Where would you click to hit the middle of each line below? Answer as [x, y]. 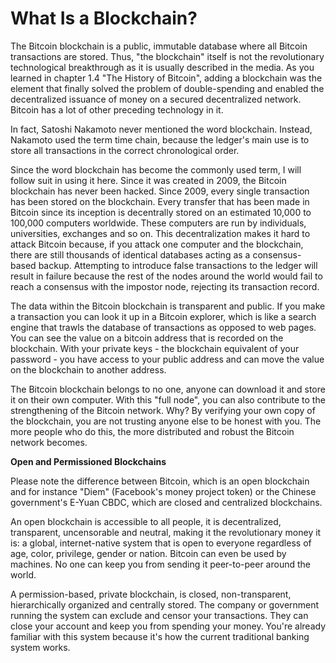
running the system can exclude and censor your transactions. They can [159, 615]
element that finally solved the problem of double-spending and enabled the [167, 88]
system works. [40, 647]
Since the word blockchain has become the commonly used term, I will [156, 169]
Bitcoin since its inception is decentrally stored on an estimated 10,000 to [161, 212]
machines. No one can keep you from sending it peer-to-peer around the [160, 564]
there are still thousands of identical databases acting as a [130, 254]
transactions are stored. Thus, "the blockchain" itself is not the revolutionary [167, 56]
